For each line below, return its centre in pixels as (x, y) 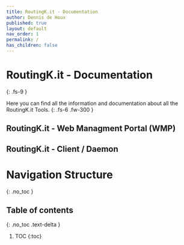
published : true (26, 23)
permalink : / (23, 40)
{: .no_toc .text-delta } (33, 225)
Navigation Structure (60, 174)
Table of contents (40, 210)
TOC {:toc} (28, 236)
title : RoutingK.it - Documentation (52, 12)
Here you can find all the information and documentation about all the (92, 103)
